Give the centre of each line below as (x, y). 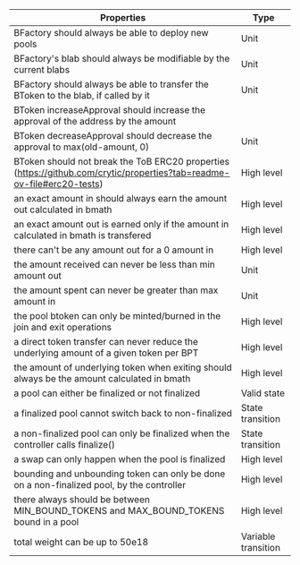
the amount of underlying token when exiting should (123, 368)
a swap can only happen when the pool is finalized (120, 459)
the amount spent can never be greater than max (116, 290)
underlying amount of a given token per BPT (106, 353)
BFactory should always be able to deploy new (111, 33)
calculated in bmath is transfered (83, 235)
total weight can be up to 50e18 (81, 542)
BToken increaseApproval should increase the (110, 110)
